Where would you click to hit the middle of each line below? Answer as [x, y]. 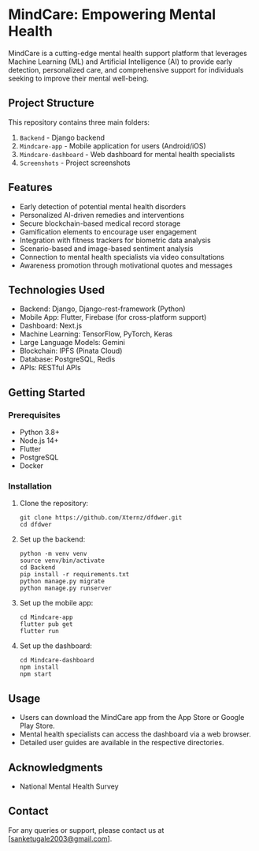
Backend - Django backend [62, 137]
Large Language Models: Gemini [72, 343]
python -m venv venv [53, 554]
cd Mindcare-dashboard [57, 661]
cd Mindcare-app [46, 617]
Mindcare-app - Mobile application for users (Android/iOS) [113, 146]
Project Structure [51, 103]
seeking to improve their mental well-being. [79, 78]
